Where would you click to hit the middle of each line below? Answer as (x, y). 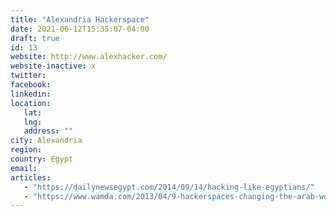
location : (31, 103)
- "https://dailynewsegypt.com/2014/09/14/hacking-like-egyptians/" (169, 187)
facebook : (31, 85)
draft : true (35, 38)
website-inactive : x (53, 66)
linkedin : (31, 94)
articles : (31, 177)
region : (26, 150)
